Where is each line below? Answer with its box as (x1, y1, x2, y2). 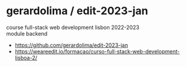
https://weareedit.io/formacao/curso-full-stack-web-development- (14, 47, 180, 55)
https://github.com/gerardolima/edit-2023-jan (14, 42, 129, 49)
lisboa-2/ (14, 54, 38, 61)
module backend (6, 30, 48, 37)
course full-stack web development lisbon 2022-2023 (6, 24, 139, 31)
